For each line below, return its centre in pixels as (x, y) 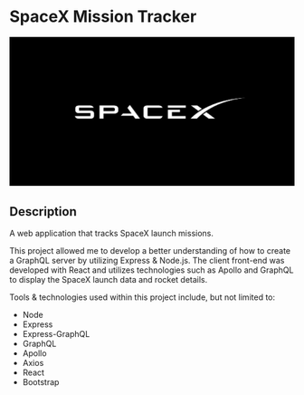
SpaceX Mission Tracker (103, 17)
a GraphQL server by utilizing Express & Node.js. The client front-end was (147, 261)
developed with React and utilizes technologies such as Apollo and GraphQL (152, 270)
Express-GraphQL (56, 334)
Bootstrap (41, 382)
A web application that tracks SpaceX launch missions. (112, 234)
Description (43, 212)
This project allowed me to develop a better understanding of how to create (150, 251)
